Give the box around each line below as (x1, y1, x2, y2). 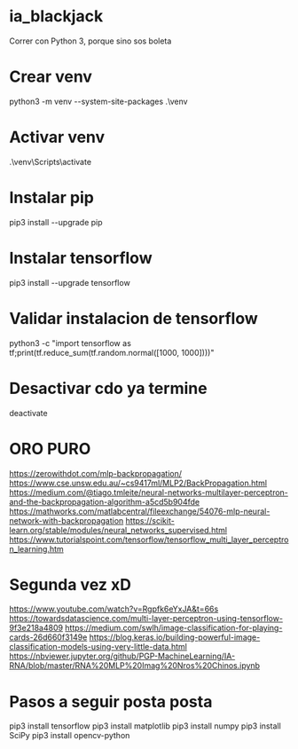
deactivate (9, 407, 48, 418)
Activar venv (9, 127, 106, 147)
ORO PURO (9, 438, 91, 459)
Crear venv (9, 67, 93, 87)
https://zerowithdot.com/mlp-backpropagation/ (9, 468, 183, 478)
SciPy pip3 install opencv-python (9, 730, 130, 741)
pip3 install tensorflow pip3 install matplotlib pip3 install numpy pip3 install (9, 721, 281, 731)
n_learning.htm (9, 543, 64, 554)
